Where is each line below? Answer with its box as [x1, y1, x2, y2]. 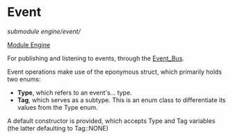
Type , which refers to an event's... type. [17, 88, 132, 97]
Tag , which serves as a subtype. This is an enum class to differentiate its [17, 95, 226, 104]
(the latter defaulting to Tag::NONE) [7, 124, 109, 132]
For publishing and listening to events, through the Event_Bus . [7, 54, 184, 63]
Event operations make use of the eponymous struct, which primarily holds [7, 67, 223, 76]
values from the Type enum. [17, 103, 99, 111]
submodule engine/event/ [7, 27, 81, 35]
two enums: [7, 74, 41, 83]
